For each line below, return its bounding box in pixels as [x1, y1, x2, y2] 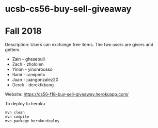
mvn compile [5, 114, 29, 119]
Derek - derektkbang [12, 82, 54, 88]
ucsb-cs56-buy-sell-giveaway [5, 3, 132, 15]
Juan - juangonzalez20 [12, 77, 59, 83]
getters [5, 47, 19, 53]
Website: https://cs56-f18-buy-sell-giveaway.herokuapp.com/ [5, 91, 129, 97]
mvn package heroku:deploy [5, 119, 60, 124]
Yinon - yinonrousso [12, 66, 53, 72]
